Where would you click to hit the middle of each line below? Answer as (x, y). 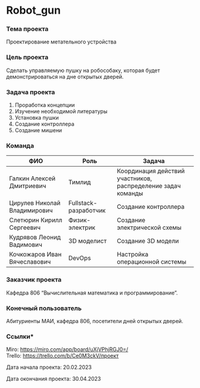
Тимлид (79, 182)
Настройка (133, 255)
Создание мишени (38, 130)
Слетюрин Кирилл (36, 220)
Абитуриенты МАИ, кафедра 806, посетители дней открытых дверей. (95, 321)
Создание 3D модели (148, 241)
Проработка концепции (45, 105)
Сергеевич (25, 228)
